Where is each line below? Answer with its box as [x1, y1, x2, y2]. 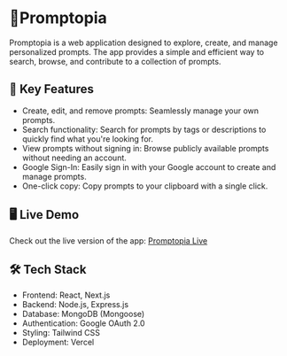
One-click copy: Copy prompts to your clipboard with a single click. [21, 181, 268, 191]
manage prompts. [21, 171, 87, 182]
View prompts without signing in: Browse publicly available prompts [21, 143, 269, 153]
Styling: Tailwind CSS [21, 328, 100, 338]
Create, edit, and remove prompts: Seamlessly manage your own [21, 105, 260, 116]
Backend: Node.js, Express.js [21, 299, 129, 310]
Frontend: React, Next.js [21, 290, 111, 300]
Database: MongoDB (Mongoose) [21, 309, 145, 320]
